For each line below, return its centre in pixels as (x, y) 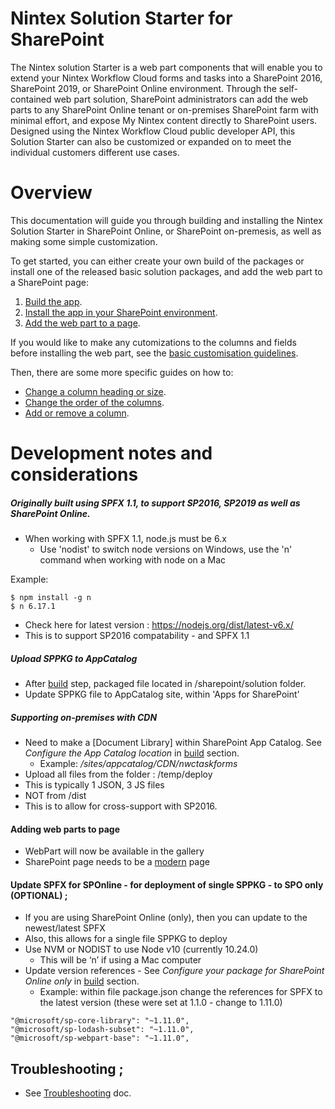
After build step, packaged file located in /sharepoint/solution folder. (165, 683)
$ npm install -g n (51, 598)
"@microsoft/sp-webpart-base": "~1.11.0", (100, 1038)
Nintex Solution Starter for (121, 18)
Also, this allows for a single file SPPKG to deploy (126, 939)
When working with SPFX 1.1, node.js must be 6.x (125, 539)
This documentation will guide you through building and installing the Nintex (166, 220)
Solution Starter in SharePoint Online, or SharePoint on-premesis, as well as (166, 231)
